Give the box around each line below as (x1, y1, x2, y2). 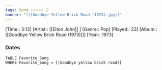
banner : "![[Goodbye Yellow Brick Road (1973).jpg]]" (5, 12, 122, 17)
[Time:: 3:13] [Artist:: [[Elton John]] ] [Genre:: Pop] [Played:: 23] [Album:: (5, 26, 157, 32)
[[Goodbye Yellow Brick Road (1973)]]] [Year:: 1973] (5, 31, 114, 38)
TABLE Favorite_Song (5, 55, 49, 61)
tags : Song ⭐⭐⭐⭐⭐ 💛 (5, 7, 48, 13)
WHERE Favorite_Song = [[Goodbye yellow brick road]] (5, 60, 122, 65)
